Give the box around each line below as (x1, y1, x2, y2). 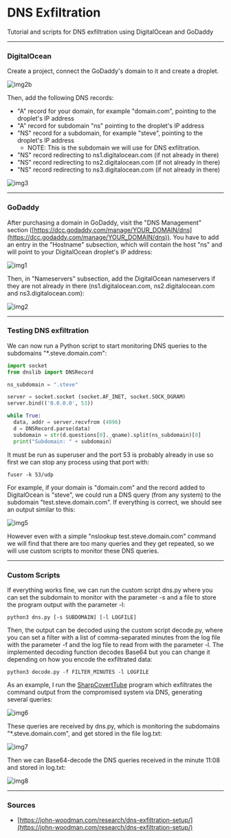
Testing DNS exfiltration (7, 326, 89, 336)
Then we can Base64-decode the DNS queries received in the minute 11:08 (7, 756, 220, 764)
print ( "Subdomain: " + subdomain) (13, 438, 112, 445)
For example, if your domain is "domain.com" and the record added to (7, 483, 205, 491)
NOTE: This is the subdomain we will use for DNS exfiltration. (27, 143, 201, 152)
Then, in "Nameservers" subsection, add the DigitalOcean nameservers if (7, 274, 215, 283)
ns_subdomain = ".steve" (7, 381, 78, 388)
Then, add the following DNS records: (7, 94, 114, 102)
